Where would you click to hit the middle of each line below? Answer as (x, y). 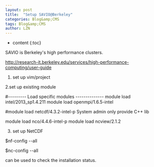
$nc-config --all (22, 150)
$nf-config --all (21, 141)
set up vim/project (31, 77)
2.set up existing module (31, 87)
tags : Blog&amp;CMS (26, 24)
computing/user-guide (28, 68)
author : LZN (18, 29)
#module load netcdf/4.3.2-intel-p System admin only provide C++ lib (77, 112)
